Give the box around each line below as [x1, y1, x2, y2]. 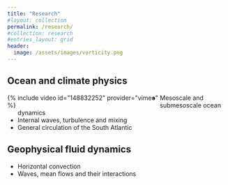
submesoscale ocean [160, 101, 222, 109]
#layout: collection [7, 17, 68, 24]
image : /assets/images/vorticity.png [13, 50, 123, 57]
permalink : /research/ [7, 23, 73, 30]
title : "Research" [7, 10, 61, 17]
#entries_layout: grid [7, 36, 73, 43]
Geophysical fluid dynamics [7, 144, 131, 156]
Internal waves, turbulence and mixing [17, 116, 128, 124]
